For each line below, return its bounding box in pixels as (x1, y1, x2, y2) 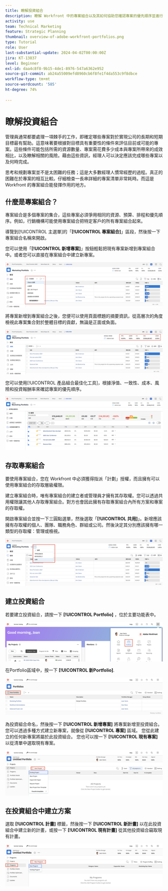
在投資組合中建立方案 (5, 807, 71, 815)
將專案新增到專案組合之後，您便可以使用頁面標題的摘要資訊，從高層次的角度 (5, 313, 163, 319)
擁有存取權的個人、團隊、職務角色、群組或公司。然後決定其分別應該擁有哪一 (5, 522, 163, 528)
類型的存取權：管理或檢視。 (5, 528, 62, 534)
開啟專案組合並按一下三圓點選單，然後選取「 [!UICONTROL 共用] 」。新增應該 (5, 515, 162, 522)
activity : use (5, 18, 35, 23)
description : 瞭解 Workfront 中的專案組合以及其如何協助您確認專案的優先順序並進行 (5, 13, 163, 18)
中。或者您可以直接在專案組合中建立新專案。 (5, 252, 97, 258)
